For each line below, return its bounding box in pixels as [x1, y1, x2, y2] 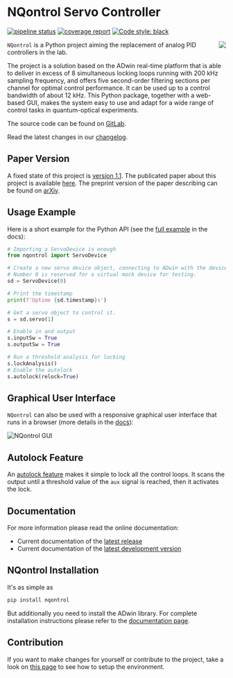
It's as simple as [7, 583, 53, 591]
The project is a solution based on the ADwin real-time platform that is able [7, 61, 222, 70]
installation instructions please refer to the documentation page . [7, 616, 190, 624]
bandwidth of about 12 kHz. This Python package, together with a [7, 91, 195, 99]
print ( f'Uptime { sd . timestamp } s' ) [7, 296, 107, 303]
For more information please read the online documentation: [7, 524, 179, 532]
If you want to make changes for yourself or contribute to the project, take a [7, 655, 224, 663]
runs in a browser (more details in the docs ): [7, 418, 134, 426]
